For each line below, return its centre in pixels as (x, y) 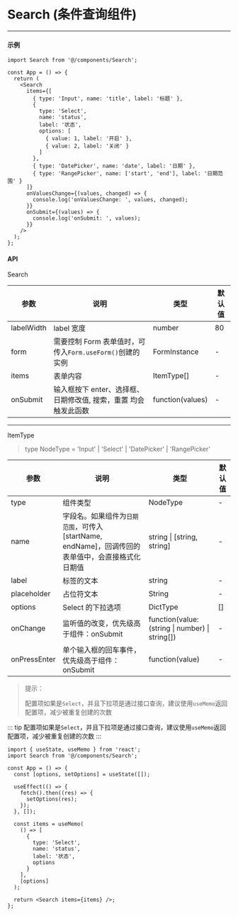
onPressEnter (33, 659)
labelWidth (29, 328)
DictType (163, 607)
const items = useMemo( (49, 824)
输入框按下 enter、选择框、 (98, 389)
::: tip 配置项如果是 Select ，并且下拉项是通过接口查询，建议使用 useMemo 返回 (117, 727)
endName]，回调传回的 (101, 547)
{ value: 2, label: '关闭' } (87, 146)
